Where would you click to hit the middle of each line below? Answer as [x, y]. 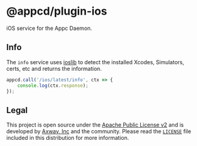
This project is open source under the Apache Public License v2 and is [95, 125]
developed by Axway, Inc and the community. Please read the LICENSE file [99, 131]
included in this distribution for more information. [68, 138]
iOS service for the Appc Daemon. [49, 28]
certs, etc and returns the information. [54, 68]
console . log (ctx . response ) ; [53, 86]
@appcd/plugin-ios [57, 11]
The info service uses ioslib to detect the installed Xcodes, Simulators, [95, 62]
